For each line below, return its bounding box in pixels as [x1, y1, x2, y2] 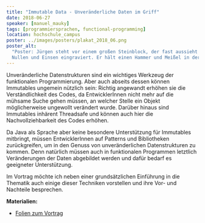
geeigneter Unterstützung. [6, 161, 73, 168]
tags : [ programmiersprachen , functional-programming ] [6, 26, 146, 32]
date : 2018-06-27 [6, 15, 51, 21]
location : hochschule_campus [6, 32, 81, 38]
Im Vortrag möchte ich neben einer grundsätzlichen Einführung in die [6, 172, 180, 180]
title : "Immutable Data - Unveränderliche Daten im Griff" [6, 9, 160, 15]
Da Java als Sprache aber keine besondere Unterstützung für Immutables [6, 128, 192, 136]
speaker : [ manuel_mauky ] [6, 20, 70, 26]
